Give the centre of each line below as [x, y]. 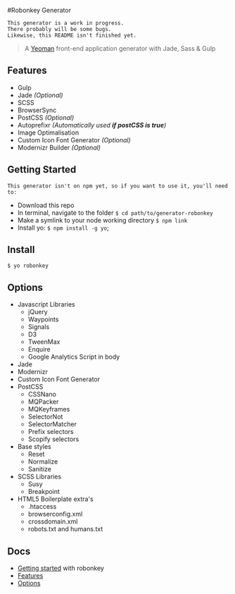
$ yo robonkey [28, 266]
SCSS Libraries [39, 477]
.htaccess [42, 507]
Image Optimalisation [48, 132]
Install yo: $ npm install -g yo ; [63, 228]
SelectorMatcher [52, 424]
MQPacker [43, 402]
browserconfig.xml [55, 514]
